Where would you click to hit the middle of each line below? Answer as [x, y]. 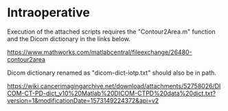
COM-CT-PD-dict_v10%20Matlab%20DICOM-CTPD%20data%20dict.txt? [112, 93]
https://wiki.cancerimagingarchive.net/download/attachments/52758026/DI [114, 86]
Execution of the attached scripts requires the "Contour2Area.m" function [111, 32]
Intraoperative [49, 13]
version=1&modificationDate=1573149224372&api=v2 [83, 100]
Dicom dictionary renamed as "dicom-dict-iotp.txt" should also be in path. [112, 73]
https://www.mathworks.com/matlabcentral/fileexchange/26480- [100, 52]
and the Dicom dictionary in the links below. [69, 38]
